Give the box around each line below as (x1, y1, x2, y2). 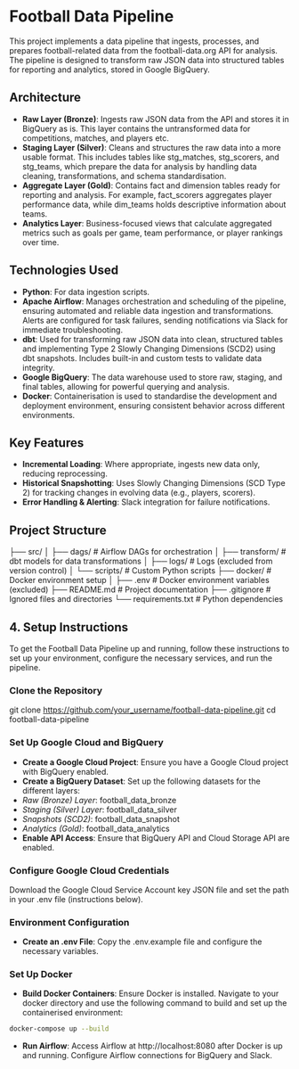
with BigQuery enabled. (21, 766, 109, 777)
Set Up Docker (9, 968, 73, 981)
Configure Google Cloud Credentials (9, 864, 170, 876)
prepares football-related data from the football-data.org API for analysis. (9, 45, 279, 55)
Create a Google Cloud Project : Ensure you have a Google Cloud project (21, 756, 289, 768)
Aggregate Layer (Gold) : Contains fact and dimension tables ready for (21, 180, 280, 191)
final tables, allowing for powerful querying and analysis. (21, 381, 230, 391)
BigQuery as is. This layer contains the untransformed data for (21, 123, 251, 134)
